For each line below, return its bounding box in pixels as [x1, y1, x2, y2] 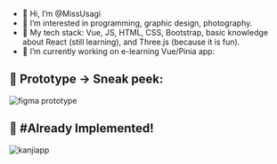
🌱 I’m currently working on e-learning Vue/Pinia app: [21, 46, 216, 57]
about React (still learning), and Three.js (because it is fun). [21, 36, 240, 47]
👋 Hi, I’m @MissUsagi [21, 9, 101, 19]
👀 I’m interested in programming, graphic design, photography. [21, 18, 253, 28]
